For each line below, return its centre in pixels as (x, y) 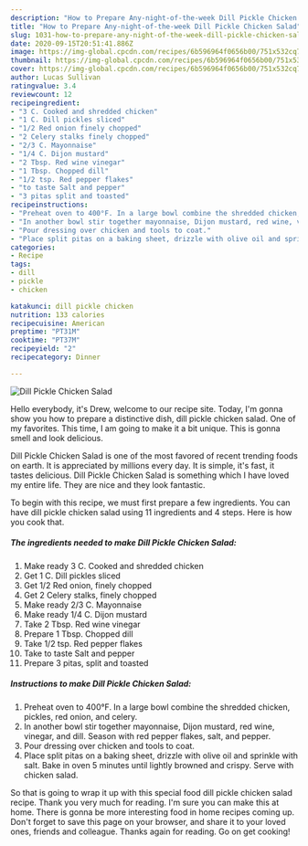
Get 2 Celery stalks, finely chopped (90, 595)
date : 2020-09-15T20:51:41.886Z (72, 43)
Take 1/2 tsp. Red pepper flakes (83, 643)
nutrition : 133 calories (58, 315)
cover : (23, 69)
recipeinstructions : (50, 205)
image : (23, 52)
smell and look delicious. (57, 438)
